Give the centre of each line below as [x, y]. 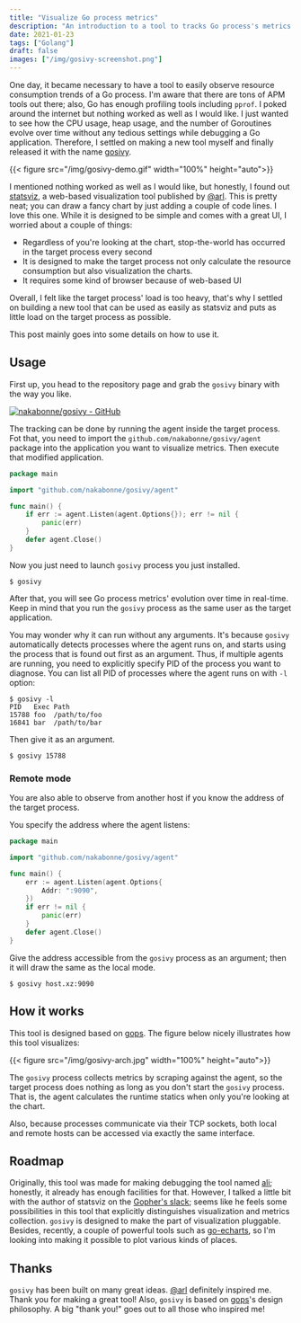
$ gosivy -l [31, 699]
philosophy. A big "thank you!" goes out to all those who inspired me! [137, 1310]
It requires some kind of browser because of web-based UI [132, 280]
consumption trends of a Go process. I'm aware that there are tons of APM [147, 94]
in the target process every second [87, 252]
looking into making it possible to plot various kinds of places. [124, 1240]
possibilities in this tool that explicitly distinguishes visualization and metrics [150, 1212]
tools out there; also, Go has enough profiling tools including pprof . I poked [148, 104]
